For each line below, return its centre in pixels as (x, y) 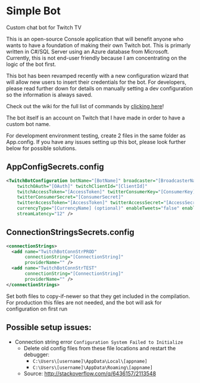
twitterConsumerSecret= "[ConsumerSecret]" (70, 197)
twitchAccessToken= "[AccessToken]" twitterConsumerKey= (88, 191)
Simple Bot (33, 11)
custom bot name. (28, 124)
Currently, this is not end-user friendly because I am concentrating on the (96, 58)
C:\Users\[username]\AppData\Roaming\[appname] (93, 368)
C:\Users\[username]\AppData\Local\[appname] (90, 361)
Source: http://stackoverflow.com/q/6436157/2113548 (90, 373)
